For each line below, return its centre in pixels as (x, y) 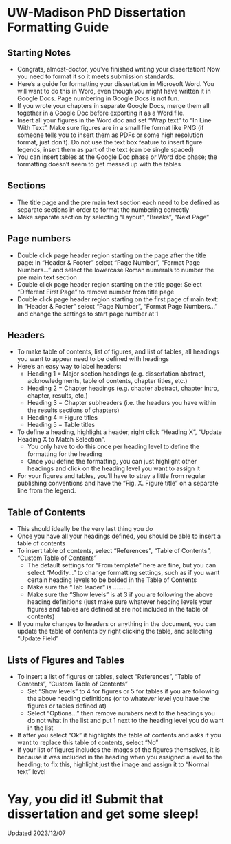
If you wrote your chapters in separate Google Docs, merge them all (113, 106)
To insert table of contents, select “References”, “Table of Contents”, (114, 551)
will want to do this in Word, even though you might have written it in (114, 91)
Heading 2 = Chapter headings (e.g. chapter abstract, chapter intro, (123, 388)
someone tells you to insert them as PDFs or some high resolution (110, 135)
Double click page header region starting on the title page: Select (109, 284)
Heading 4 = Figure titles (63, 418)
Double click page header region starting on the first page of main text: (118, 299)
